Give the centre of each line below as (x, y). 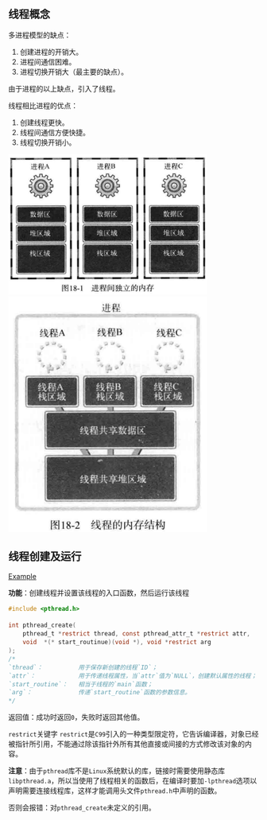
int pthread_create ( (43, 626)
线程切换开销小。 (48, 142)
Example (23, 576)
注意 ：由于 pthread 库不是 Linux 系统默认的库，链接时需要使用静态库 (116, 771)
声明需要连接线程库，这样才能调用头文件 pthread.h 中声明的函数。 (115, 791)
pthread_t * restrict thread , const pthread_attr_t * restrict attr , (136, 634)
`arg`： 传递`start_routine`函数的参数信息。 (100, 693)
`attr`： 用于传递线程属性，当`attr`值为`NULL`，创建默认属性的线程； (133, 676)
